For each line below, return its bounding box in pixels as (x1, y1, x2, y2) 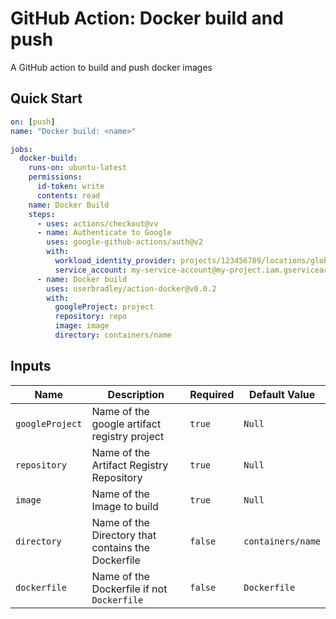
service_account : (54, 265, 128, 275)
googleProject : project (54, 302, 155, 312)
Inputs (10, 358, 52, 375)
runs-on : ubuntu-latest (28, 163, 128, 173)
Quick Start (10, 90, 83, 107)
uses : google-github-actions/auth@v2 (46, 237, 203, 247)
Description (107, 387, 165, 401)
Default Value (249, 387, 316, 401)
